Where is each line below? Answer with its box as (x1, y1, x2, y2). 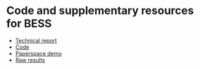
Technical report (15, 37, 57, 44)
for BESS (6, 16, 52, 31)
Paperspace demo (15, 49, 63, 57)
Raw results (15, 56, 45, 64)
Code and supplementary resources (6, 4, 194, 18)
